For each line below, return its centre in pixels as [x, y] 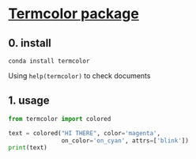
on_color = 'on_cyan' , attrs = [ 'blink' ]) [125, 140]
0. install [30, 43]
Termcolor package [74, 14]
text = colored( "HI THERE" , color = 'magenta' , [84, 133]
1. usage [29, 101]
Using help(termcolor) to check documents [79, 76]
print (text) [28, 148]
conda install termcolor [49, 61]
